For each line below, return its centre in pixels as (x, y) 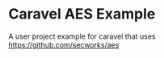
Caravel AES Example (82, 14)
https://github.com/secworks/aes (64, 44)
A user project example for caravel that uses (82, 36)
